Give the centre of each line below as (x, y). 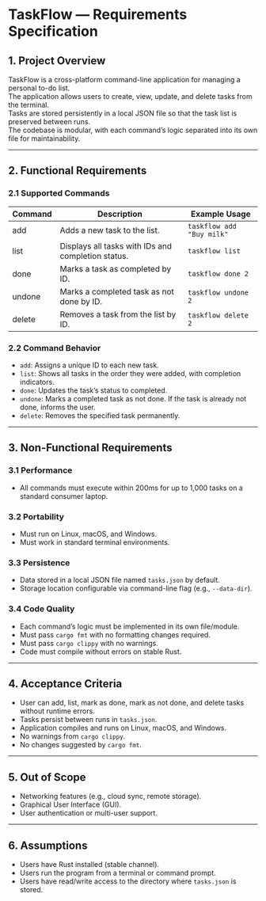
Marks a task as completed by (116, 268)
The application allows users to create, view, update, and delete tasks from (131, 96)
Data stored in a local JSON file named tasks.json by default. (120, 580)
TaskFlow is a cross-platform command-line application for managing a (125, 80)
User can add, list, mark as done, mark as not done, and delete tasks (132, 703)
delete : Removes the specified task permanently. (100, 415)
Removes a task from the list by (118, 314)
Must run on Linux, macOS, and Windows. (88, 534)
